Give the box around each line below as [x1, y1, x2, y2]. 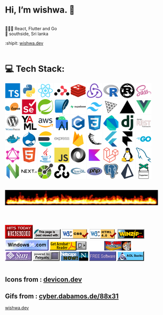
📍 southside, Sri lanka [5, 31, 49, 36]
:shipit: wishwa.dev [5, 40, 44, 46]
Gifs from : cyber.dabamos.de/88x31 [5, 292, 119, 300]
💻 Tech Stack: [5, 63, 65, 74]
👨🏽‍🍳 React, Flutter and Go [5, 25, 57, 31]
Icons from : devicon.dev [5, 276, 82, 284]
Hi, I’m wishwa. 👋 [5, 4, 75, 16]
